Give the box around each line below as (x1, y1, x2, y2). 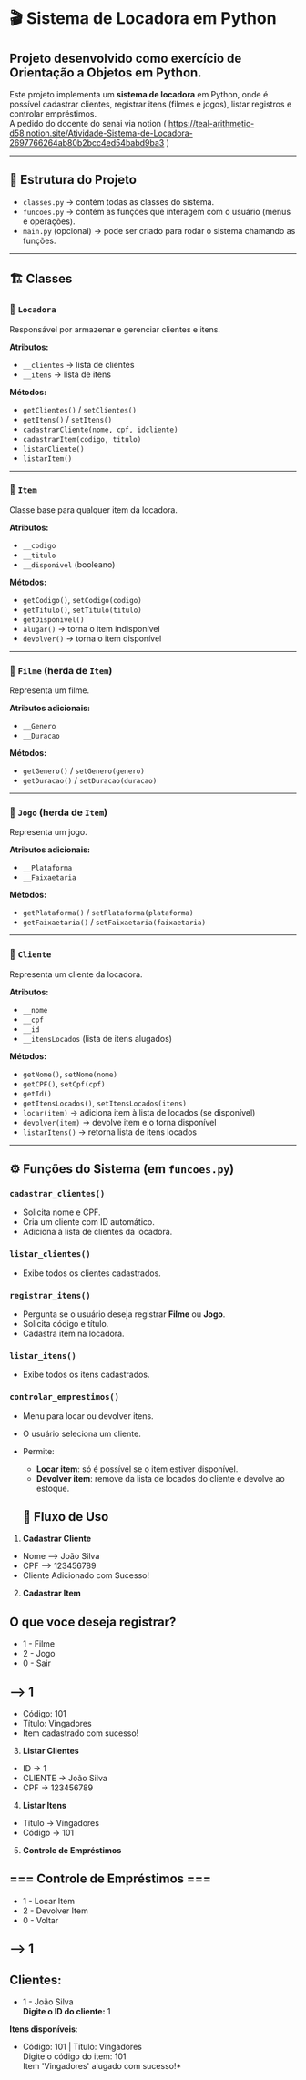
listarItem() (22, 454, 73, 464)
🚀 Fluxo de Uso (22, 1509, 109, 1524)
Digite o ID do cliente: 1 (22, 2006, 111, 2017)
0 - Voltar (22, 1914, 59, 1925)
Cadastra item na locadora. (22, 1328, 125, 1339)
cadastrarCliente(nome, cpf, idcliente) (22, 425, 178, 434)
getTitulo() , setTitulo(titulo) (22, 604, 143, 615)
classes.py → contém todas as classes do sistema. (22, 196, 215, 207)
